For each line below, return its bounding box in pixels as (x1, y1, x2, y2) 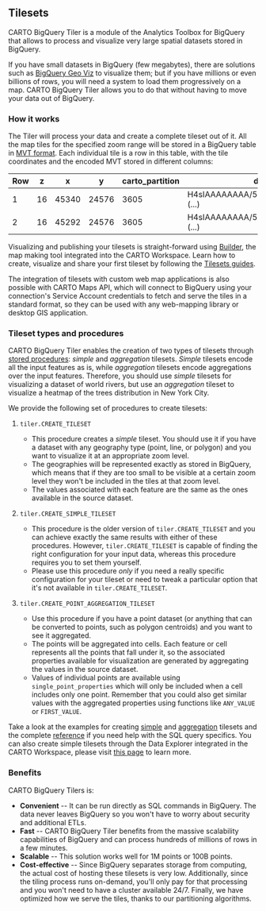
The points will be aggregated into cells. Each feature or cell (31, 639, 228, 649)
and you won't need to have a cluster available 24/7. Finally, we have (19, 885, 244, 894)
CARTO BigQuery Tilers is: (8, 786, 94, 795)
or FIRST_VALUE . (31, 707, 82, 716)
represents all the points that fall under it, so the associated (31, 647, 226, 658)
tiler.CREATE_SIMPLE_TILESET (19, 510, 116, 519)
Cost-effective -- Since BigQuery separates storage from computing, (19, 859, 248, 869)
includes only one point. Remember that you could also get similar (31, 690, 247, 700)
